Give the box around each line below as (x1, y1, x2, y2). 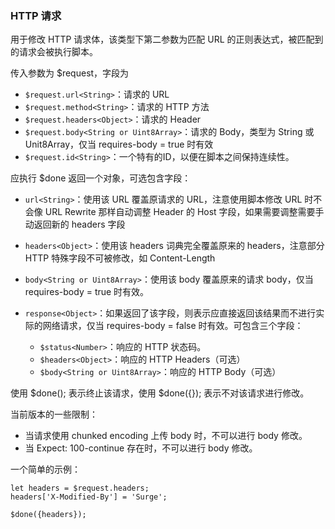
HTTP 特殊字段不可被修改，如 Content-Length (24, 252, 216, 264)
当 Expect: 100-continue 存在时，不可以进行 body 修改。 (24, 442, 258, 454)
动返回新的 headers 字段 (24, 218, 126, 231)
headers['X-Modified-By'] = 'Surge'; (10, 492, 168, 502)
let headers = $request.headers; (10, 483, 150, 494)
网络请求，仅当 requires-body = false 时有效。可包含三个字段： (42, 320, 304, 332)
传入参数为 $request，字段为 (10, 67, 130, 79)
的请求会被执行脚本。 (10, 46, 98, 58)
